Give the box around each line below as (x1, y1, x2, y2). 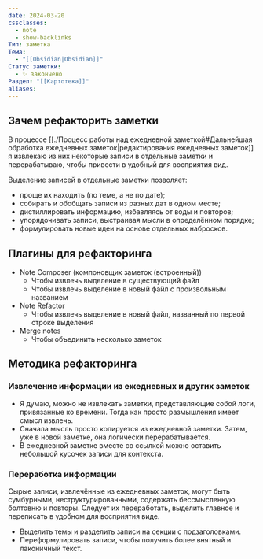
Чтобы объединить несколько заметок (31, 335, 163, 343)
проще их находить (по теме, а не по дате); (19, 191, 166, 200)
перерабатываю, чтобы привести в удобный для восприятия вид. (8, 160, 228, 169)
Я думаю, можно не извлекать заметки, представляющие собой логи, (19, 398, 256, 408)
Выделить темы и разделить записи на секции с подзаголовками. (19, 527, 242, 536)
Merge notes (19, 326, 61, 335)
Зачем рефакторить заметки (8, 113, 159, 127)
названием (31, 293, 68, 302)
